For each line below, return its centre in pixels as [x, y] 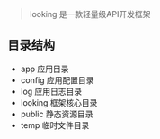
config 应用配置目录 [57, 79]
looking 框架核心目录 [59, 102]
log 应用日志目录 [51, 91]
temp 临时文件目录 [55, 125]
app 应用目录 [44, 69]
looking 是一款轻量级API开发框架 [90, 14]
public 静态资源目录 [57, 114]
